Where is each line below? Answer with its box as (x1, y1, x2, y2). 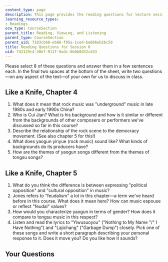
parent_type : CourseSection (5, 35, 64, 40)
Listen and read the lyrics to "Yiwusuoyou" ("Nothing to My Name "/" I (12, 219, 157, 225)
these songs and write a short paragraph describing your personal (12, 230, 149, 236)
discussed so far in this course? (12, 122, 78, 128)
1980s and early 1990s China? (12, 106, 74, 112)
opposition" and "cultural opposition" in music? (12, 187, 110, 193)
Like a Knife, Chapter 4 (5, 88, 78, 96)
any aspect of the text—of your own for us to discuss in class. (15, 73, 143, 79)
